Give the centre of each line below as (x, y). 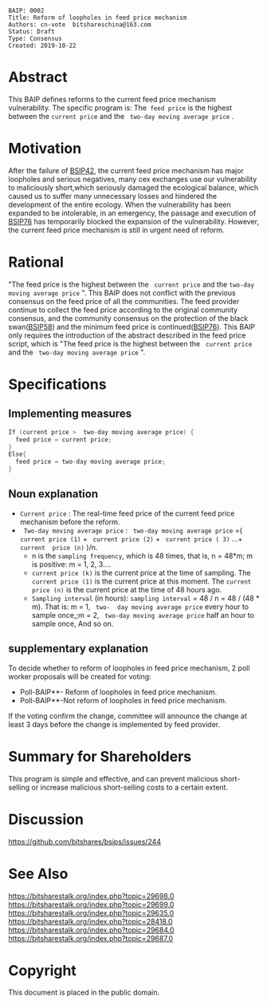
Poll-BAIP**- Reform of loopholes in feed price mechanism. (118, 692)
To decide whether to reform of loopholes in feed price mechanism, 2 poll (129, 668)
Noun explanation (53, 494)
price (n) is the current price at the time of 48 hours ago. (127, 589)
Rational (36, 262)
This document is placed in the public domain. (84, 992)
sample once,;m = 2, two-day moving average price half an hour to (143, 615)
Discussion (46, 819)
